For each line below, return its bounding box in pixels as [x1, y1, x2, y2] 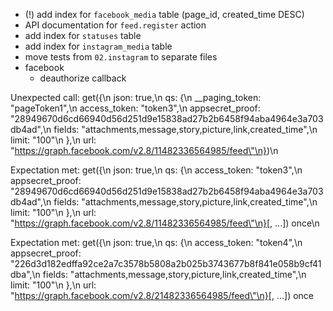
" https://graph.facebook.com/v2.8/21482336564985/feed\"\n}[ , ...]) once [10, 290, 314, 301]
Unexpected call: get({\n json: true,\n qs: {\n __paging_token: [10, 92, 262, 103]
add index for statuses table [24, 30, 142, 41]
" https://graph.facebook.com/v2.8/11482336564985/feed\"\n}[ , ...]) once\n [10, 217, 320, 229]
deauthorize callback [39, 72, 127, 84]
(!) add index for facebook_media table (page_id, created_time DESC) [24, 9, 305, 20]
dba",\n [10, 269, 41, 280]
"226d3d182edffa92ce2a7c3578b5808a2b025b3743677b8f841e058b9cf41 [10, 258, 322, 269]
